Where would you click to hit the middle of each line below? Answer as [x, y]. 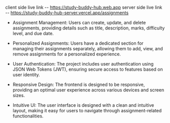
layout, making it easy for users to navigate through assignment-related [87, 111]
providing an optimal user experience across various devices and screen [88, 90]
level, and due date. [33, 33]
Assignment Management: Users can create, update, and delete [79, 23]
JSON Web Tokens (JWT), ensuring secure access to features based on [88, 69]
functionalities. [28, 116]
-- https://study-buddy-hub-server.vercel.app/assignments [67, 13]
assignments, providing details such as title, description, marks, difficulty [89, 28]
